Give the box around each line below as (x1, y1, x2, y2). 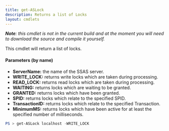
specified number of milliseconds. (12, 111, 83, 117)
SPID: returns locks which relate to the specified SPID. (12, 95, 126, 101)
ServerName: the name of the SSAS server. (12, 69, 104, 75)
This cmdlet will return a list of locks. (5, 46, 82, 52)
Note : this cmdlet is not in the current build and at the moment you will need (5, 31, 164, 37)
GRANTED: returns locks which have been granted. (12, 90, 120, 96)
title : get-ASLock (5, 7, 44, 13)
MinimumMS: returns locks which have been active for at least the (12, 106, 152, 112)
